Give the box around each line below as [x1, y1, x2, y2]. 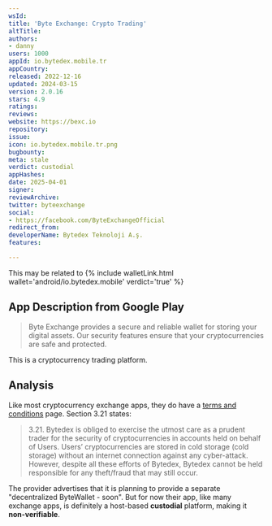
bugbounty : [8, 148, 45, 156]
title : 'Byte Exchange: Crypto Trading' [8, 20, 148, 28]
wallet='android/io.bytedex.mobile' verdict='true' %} [8, 276, 184, 286]
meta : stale [8, 155, 49, 163]
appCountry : [8, 65, 49, 73]
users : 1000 [8, 50, 49, 58]
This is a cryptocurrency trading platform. [8, 354, 148, 364]
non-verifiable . [8, 509, 61, 519]
